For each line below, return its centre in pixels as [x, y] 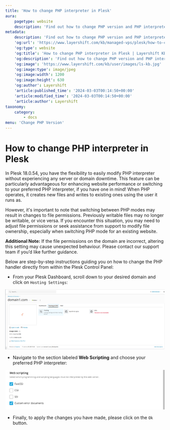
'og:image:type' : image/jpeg [45, 69]
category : [25, 112]
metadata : [16, 32]
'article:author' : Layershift [46, 101]
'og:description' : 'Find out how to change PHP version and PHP [83, 59]
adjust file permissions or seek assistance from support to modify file [77, 226]
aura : [11, 16]
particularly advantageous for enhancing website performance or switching [84, 184]
